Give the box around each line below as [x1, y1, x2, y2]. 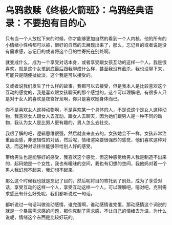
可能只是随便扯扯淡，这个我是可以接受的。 [5, 72, 95, 78]
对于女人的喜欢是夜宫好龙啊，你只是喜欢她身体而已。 [9, 95, 122, 101]
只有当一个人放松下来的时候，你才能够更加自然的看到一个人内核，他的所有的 [5, 35, 167, 42]
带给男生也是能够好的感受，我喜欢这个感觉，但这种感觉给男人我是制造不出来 [5, 154, 167, 160]
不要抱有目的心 [23, 17, 87, 29]
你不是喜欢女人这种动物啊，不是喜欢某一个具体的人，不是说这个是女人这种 [5, 106, 162, 113]
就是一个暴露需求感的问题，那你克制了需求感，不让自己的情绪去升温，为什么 [5, 208, 167, 214]
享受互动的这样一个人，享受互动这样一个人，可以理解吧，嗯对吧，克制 [14, 184, 162, 190]
